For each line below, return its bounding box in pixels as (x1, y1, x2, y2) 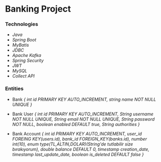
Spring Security (12, 57, 44, 64)
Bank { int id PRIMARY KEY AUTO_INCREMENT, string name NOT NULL (12, 96, 157, 102)
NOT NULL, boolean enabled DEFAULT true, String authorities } (12, 121, 140, 127)
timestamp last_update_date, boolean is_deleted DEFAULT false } (12, 151, 144, 157)
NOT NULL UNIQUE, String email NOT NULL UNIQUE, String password (12, 116, 155, 122)
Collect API (12, 73, 35, 79)
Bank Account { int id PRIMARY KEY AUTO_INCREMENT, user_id (12, 130, 142, 137)
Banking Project (5, 3, 71, 15)
